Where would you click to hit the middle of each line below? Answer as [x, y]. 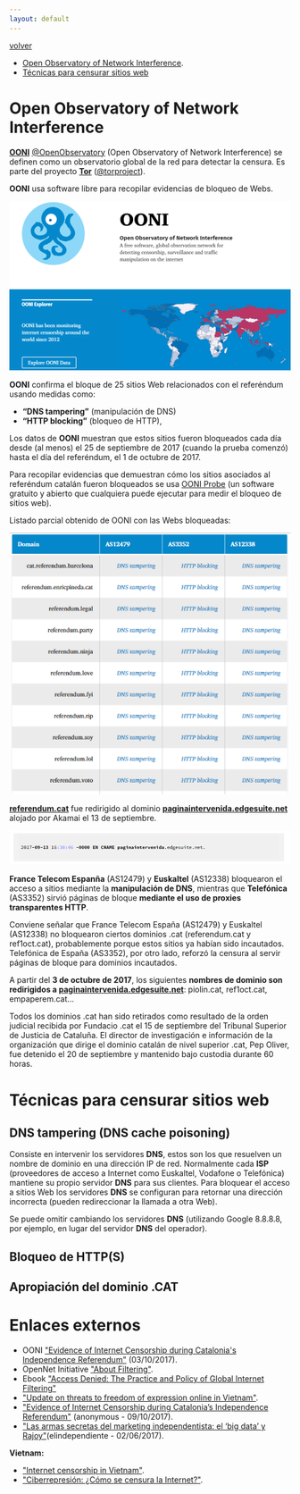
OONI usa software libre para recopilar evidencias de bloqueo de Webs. [142, 189]
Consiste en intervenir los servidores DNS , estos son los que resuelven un [146, 1154]
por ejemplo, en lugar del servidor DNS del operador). [108, 1229]
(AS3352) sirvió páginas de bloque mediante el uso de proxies [125, 898]
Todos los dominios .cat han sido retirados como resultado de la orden [139, 1016]
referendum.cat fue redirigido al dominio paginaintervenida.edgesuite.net [149, 808]
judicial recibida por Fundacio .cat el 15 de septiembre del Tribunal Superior [148, 1026]
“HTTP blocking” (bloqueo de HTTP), [92, 421]
